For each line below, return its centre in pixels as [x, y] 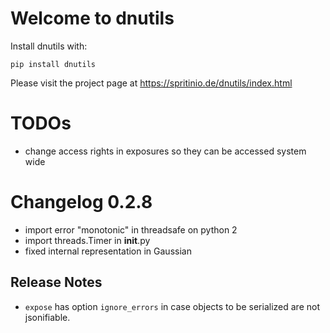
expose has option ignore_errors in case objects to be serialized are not [172, 306]
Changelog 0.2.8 [81, 202]
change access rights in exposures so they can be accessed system [165, 151]
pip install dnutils [53, 64]
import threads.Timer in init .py [87, 240]
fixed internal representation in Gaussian [108, 251]
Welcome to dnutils [92, 18]
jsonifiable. [47, 317]
